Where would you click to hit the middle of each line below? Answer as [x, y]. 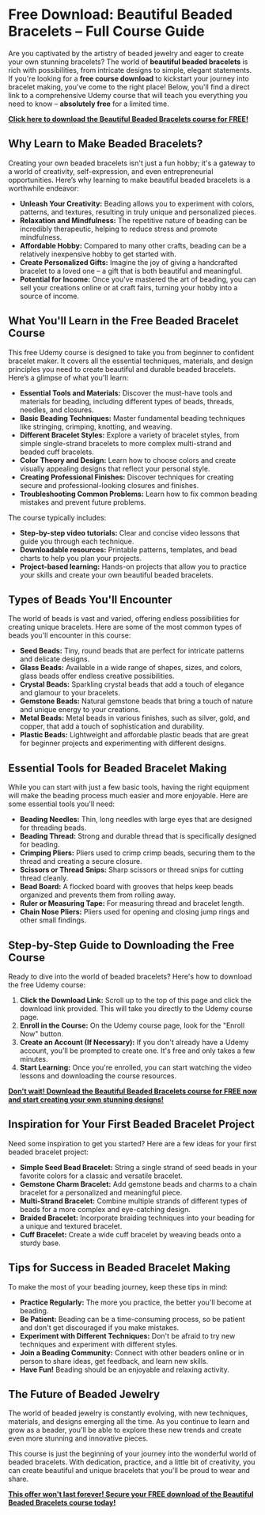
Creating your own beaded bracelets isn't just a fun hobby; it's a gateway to [132, 163]
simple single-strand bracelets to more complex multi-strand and [125, 443]
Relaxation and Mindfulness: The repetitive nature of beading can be [133, 220]
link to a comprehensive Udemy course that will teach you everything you [128, 95]
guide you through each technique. [77, 541]
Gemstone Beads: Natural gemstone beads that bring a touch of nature [136, 701]
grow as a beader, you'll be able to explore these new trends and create [125, 1430]
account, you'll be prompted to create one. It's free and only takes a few [137, 1051]
